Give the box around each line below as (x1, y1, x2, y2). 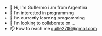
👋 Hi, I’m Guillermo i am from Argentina (9, 5, 88, 10)
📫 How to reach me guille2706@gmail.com (9, 26, 97, 31)
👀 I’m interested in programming (9, 10, 74, 16)
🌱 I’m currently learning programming (9, 15, 85, 20)
